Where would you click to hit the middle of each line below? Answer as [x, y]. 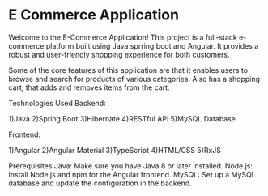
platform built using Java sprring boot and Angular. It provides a [152, 45]
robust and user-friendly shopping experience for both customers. [119, 54]
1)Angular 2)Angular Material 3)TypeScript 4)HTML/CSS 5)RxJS [115, 150]
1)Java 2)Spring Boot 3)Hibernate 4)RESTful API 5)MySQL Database [122, 118]
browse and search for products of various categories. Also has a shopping [134, 79]
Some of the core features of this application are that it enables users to [128, 70]
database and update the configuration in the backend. [100, 183]
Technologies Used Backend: [57, 103]
